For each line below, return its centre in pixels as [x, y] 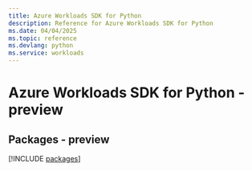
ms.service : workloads [46, 53]
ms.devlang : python [41, 46]
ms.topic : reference [43, 38]
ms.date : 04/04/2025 [43, 31]
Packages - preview [59, 139]
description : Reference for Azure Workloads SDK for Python [111, 23]
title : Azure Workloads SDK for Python [75, 16]
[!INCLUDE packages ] [45, 159]
